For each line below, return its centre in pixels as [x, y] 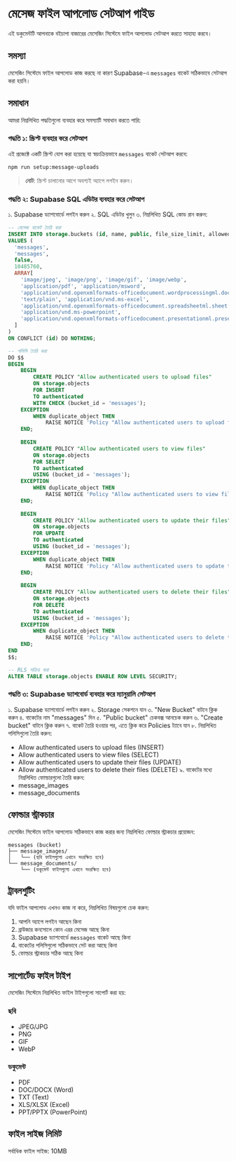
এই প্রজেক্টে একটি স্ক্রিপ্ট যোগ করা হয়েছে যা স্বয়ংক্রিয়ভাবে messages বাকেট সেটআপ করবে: [98, 153]
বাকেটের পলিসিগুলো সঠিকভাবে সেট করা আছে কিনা [68, 945]
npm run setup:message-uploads [54, 167]
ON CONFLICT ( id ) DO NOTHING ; [52, 338]
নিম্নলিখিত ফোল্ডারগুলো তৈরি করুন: [51, 777]
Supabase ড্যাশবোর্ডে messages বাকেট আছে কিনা [74, 937]
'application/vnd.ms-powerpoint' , [71, 312]
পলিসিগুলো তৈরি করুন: [30, 733]
